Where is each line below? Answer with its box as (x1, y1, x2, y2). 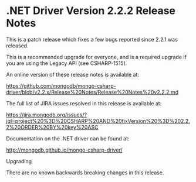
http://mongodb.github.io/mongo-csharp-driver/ (6, 146, 123, 153)
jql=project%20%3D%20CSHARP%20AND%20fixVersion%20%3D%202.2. (6, 117, 191, 124)
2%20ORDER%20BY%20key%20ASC (6, 123, 99, 131)
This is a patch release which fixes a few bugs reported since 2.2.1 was (6, 36, 178, 43)
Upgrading (6, 157, 32, 164)
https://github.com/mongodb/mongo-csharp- (6, 82, 116, 89)
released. (6, 42, 29, 49)
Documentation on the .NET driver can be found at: (6, 135, 130, 142)
